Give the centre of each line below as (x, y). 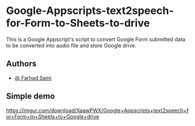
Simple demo (30, 97)
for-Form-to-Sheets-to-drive (78, 23)
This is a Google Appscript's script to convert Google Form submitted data (96, 39)
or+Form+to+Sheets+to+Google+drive (53, 116)
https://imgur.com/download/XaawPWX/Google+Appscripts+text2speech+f (97, 110)
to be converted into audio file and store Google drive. (71, 45)
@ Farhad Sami (33, 78)
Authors (21, 64)
